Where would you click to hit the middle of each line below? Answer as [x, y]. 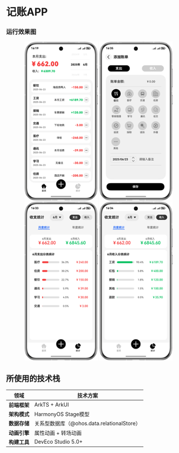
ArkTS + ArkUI [52, 405]
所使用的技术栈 [33, 378]
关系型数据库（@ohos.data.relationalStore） [87, 424]
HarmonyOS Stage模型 [62, 414]
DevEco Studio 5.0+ [59, 442]
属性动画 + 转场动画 [58, 432]
